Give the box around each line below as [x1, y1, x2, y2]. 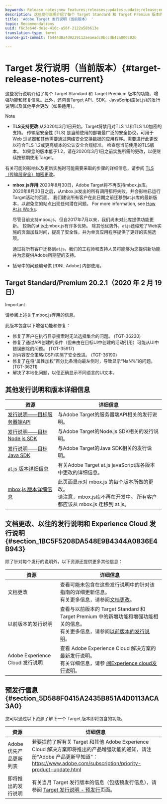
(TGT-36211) [12, 364, 38, 370]
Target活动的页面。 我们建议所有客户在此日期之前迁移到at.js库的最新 [12, 194, 153, 200]
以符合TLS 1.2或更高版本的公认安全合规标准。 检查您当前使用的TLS [12, 142, 150, 148]
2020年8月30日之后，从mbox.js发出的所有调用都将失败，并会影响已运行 [12, 188, 161, 194]
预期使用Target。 [21, 154, 57, 160]
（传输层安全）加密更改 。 [5, 171, 58, 177]
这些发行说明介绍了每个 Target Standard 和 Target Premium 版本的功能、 [5, 90, 154, 96]
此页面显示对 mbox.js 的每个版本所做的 [58, 478, 149, 485]
